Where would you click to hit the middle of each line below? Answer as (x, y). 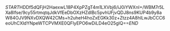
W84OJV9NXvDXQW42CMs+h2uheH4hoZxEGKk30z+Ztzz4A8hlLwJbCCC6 (85, 18)
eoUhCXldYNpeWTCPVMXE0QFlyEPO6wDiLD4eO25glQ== (67, 23)
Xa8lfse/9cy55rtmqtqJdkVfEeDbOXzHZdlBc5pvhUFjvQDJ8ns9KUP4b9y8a (84, 12)
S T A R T (12, 7)
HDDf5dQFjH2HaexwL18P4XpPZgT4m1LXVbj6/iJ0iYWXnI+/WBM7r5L (92, 7)
